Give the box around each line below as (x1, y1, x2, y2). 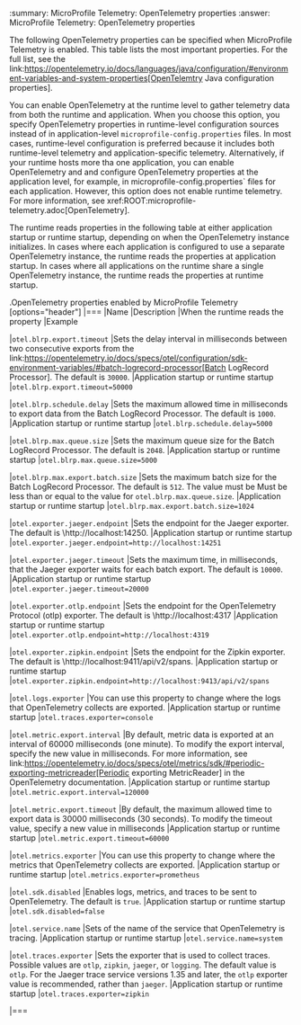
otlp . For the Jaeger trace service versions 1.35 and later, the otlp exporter (9, 969, 288, 979)
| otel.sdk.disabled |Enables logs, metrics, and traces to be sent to (9, 887, 258, 897)
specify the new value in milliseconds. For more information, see (9, 748, 248, 759)
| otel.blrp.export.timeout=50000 (9, 381, 133, 392)
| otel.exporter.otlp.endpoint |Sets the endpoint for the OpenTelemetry (9, 601, 277, 611)
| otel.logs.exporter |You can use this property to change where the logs (9, 692, 281, 703)
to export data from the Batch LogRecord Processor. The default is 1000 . (9, 408, 277, 419)
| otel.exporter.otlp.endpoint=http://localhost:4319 (9, 629, 209, 639)
